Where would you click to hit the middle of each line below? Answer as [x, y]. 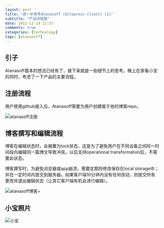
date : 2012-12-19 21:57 [29, 23]
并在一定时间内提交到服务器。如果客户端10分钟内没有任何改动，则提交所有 [80, 175]
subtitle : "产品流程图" [27, 19]
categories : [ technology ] [31, 32]
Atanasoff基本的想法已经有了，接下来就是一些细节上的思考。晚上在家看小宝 [81, 70]
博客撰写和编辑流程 [34, 133]
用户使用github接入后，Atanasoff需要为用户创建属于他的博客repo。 [73, 106]
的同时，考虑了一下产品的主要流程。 [42, 77]
